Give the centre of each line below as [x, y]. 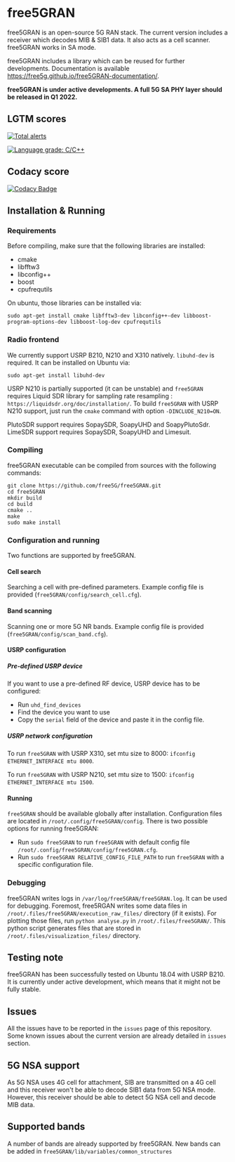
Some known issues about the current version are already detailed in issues [117, 1036]
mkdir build [25, 498]
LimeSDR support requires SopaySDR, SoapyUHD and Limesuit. [99, 432]
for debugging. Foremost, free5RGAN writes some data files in [97, 906]
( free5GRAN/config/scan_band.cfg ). [58, 634]
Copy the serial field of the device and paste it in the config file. [111, 720]
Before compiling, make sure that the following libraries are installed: [106, 246]
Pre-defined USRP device [45, 666]
